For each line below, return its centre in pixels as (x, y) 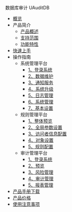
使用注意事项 (26, 204)
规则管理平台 (34, 114)
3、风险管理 (41, 172)
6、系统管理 (41, 102)
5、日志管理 (41, 95)
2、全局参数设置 (45, 127)
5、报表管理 (41, 185)
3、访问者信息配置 (47, 134)
